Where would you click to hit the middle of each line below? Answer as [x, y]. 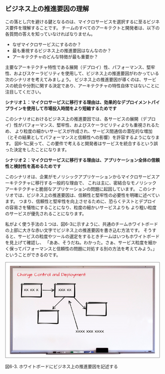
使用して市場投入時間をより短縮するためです [71, 108]
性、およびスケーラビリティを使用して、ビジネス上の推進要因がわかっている [82, 73]
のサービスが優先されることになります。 [46, 214]
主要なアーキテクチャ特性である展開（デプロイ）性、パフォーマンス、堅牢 [80, 67]
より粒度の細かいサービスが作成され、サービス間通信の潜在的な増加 [83, 131]
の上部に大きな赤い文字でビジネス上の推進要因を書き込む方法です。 [74, 230]
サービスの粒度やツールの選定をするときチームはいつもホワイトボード [89, 236]
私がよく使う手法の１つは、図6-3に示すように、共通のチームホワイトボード [82, 224]
